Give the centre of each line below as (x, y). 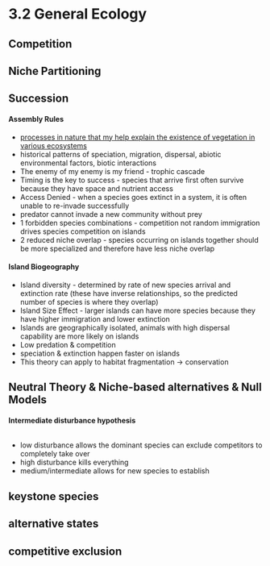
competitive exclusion (65, 551)
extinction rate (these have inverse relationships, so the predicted (129, 293)
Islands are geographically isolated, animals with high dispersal (125, 327)
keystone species (54, 496)
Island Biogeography (44, 267)
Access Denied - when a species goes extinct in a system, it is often (133, 197)
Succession (39, 99)
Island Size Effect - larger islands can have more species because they (138, 310)
